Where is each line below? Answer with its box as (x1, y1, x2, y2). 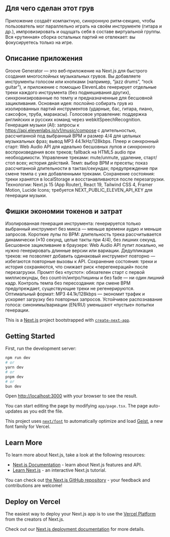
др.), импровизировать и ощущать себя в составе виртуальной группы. (5, 28, 161, 35)
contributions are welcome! (5, 482, 62, 489)
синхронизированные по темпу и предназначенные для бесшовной (5, 94, 153, 101)
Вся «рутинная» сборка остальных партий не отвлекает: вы (5, 34, 135, 40)
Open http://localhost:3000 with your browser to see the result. (5, 393, 138, 399)
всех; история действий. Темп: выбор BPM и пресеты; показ (16, 160, 148, 166)
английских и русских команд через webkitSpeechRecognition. (5, 116, 142, 122)
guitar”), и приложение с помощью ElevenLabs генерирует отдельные (5, 84, 157, 90)
